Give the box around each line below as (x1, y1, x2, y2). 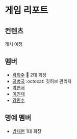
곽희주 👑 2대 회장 (12, 72, 47, 78)
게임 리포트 (5, 5, 48, 16)
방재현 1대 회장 (12, 128, 42, 134)
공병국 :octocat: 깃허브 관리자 (12, 78, 72, 84)
